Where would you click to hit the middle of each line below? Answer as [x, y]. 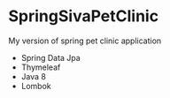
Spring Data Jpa [50, 57]
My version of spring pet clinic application [85, 41]
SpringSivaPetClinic [84, 16]
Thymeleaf [41, 67]
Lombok [36, 86]
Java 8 [33, 76]
